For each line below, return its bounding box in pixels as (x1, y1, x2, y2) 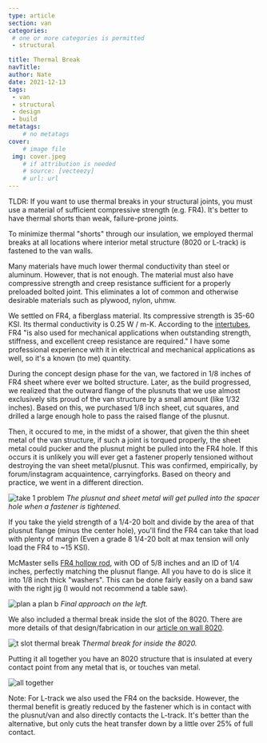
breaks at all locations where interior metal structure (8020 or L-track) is (8, 237, 246, 247)
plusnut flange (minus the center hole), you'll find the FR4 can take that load (8, 526, 259, 535)
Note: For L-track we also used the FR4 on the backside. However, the (8, 693, 240, 703)
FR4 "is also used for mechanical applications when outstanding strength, (8, 328, 252, 337)
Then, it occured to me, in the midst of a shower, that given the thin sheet (8, 427, 249, 436)
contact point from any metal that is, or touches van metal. (8, 662, 201, 672)
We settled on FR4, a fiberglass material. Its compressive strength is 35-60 (8, 311, 255, 320)
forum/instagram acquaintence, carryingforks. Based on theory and (8, 469, 231, 479)
